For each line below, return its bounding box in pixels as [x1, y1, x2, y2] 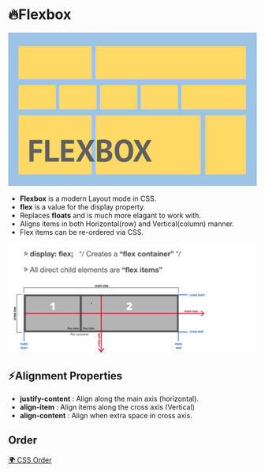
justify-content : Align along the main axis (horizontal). [19, 394, 200, 403]
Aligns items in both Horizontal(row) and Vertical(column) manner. [19, 219, 235, 228]
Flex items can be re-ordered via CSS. [19, 228, 144, 237]
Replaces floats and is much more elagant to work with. [19, 211, 201, 221]
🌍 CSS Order [8, 455, 52, 464]
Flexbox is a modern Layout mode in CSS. [19, 194, 157, 203]
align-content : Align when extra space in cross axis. [19, 410, 193, 420]
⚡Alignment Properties [8, 369, 123, 383]
